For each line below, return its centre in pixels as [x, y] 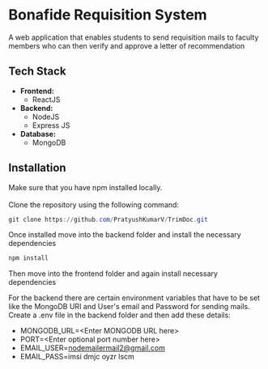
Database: [38, 134]
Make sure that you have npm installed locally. [85, 187]
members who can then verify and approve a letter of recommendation [127, 45]
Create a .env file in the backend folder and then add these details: [119, 315]
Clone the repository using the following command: [94, 205]
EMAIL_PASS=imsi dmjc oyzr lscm [77, 357]
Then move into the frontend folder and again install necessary [113, 274]
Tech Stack [37, 72]
